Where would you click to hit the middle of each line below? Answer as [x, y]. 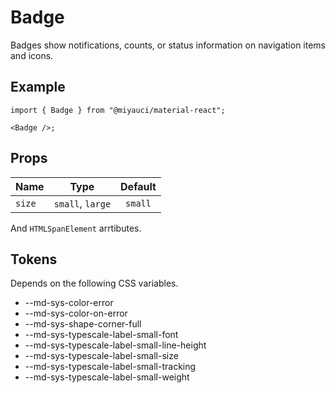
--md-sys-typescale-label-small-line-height [115, 345]
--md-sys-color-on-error [76, 313]
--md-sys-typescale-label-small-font [101, 335]
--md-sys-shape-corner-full [83, 324]
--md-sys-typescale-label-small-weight [107, 377]
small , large [82, 203]
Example [38, 87]
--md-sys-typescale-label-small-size [101, 356]
